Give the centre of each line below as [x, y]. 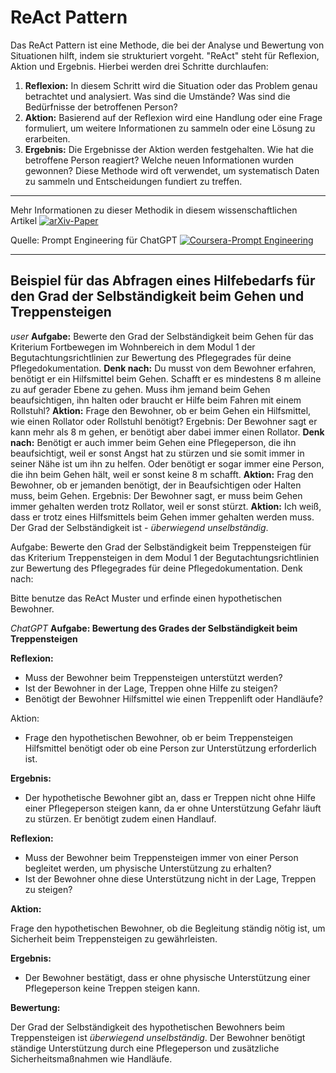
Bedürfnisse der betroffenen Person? [101, 107]
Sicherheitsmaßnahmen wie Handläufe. [91, 1058]
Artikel [24, 220]
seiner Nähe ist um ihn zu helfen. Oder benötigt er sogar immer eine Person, [167, 463]
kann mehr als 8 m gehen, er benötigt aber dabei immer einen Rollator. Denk [167, 432]
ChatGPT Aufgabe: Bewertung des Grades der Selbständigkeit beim [154, 628]
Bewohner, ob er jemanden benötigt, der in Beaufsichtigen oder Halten [156, 485]
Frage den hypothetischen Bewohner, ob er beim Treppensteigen [159, 737]
